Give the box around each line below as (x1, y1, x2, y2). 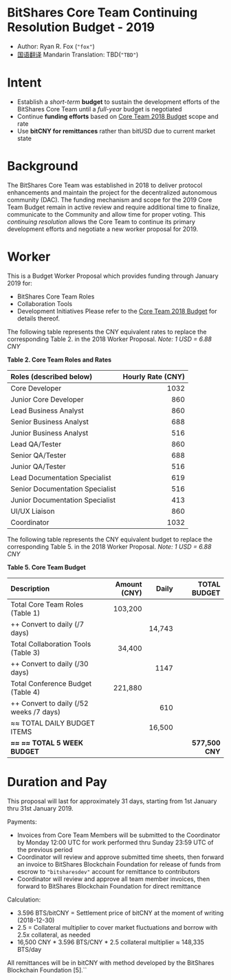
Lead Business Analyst (10, 406, 84, 415)
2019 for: (7, 279, 33, 287)
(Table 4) (10, 687, 41, 697)
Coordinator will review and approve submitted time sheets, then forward (16, 853, 224, 861)
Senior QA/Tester (10, 450, 67, 460)
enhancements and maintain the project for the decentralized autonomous (7, 188, 218, 197)
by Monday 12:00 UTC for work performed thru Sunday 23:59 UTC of (16, 838, 214, 847)
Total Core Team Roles (10, 600, 84, 609)
